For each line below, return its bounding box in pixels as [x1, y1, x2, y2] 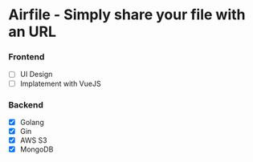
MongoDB [19, 144, 54, 154]
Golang [19, 117, 44, 127]
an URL [8, 22, 57, 41]
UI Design [19, 70, 53, 79]
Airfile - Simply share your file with [8, 6, 246, 24]
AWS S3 [19, 136, 47, 145]
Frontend [8, 51, 45, 63]
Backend [8, 99, 44, 110]
